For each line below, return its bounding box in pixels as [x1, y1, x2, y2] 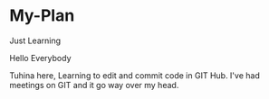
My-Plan [9, 5, 75, 26]
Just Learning [9, 35, 62, 46]
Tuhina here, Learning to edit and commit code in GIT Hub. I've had [9, 69, 260, 81]
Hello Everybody [9, 52, 72, 63]
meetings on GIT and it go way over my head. [9, 79, 179, 90]
